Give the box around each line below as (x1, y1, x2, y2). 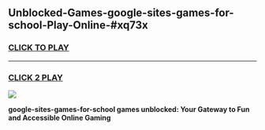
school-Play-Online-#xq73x (8, 19, 148, 32)
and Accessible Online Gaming (8, 113, 111, 122)
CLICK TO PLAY (8, 43, 69, 54)
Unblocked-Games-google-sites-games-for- (8, 6, 234, 20)
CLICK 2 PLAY (8, 72, 63, 83)
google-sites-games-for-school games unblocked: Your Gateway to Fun (8, 104, 250, 113)
